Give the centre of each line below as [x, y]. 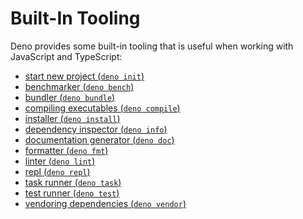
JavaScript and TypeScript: [66, 56]
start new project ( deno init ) [84, 76]
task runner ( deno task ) [73, 182]
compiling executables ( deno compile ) [102, 108]
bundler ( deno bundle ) [70, 97]
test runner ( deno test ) [72, 193]
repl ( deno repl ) [57, 171]
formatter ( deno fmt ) [66, 150]
